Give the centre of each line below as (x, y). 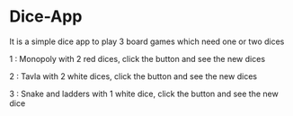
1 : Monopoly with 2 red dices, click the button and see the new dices (138, 58)
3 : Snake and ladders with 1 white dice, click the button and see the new (144, 94)
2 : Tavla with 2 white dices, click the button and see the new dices (133, 76)
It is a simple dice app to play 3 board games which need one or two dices (147, 41)
